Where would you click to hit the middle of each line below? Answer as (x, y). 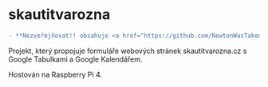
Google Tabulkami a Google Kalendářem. (75, 59)
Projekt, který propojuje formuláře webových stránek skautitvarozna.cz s (128, 51)
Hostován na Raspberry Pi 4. (55, 74)
